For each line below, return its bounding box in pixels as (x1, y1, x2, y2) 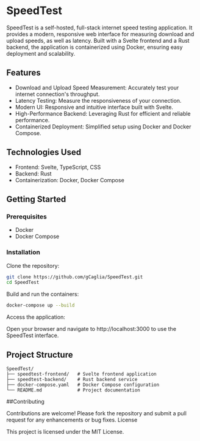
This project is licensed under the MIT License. (6, 428, 124, 435)
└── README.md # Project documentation (6, 387, 140, 393)
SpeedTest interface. (6, 332, 59, 339)
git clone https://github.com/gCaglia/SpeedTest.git (6, 273, 143, 280)
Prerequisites (6, 212, 47, 221)
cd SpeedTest (6, 280, 40, 286)
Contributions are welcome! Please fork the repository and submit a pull (6, 409, 187, 417)
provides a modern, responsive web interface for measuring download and (6, 30, 195, 37)
